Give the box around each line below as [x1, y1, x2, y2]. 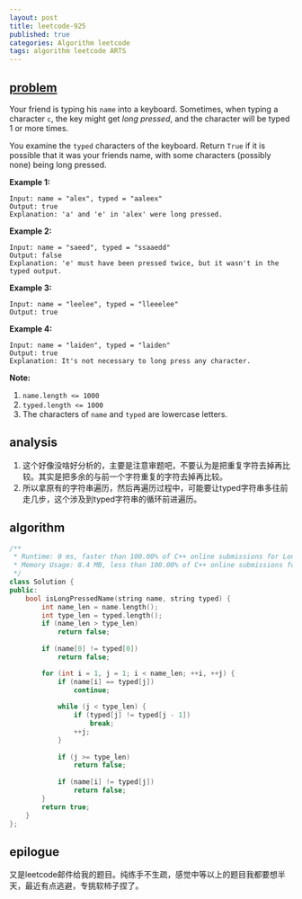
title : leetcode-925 [9, 22, 87, 31]
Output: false [9, 251, 63, 260]
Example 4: [9, 323, 52, 334]
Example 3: [9, 282, 52, 293]
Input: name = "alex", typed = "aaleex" [9, 194, 164, 203]
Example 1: [9, 176, 51, 187]
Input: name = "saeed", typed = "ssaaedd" [9, 243, 171, 252]
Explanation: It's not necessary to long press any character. [9, 356, 252, 365]
